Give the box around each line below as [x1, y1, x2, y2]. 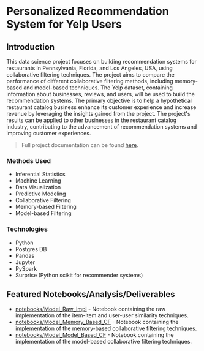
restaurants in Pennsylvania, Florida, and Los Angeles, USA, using [6, 64, 173, 72]
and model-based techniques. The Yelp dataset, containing [23, 84, 173, 91]
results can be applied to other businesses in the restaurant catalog [6, 116, 177, 124]
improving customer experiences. [6, 130, 91, 137]
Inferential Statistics [15, 170, 66, 178]
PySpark [15, 265, 37, 272]
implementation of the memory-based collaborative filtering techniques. [15, 325, 197, 332]
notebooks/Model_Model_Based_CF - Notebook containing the [15, 331, 174, 339]
